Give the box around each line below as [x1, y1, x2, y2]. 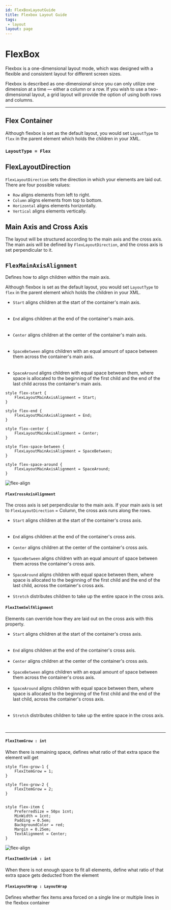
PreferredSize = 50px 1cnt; [14, 809, 74, 814]
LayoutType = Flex [5, 148, 51, 154]
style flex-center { [5, 426, 49, 432]
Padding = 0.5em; [14, 818, 51, 823]
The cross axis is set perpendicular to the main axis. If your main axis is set [5, 502, 163, 508]
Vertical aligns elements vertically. [12, 208, 87, 214]
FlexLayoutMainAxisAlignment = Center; [14, 431, 99, 436]
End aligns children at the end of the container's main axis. [12, 316, 135, 322]
